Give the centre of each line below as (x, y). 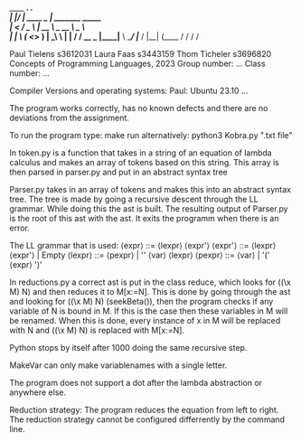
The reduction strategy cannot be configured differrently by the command (147, 419)
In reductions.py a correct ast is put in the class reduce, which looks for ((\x (150, 282)
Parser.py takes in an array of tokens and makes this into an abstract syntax (150, 189)
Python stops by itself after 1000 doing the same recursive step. (128, 348)
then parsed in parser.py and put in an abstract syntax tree (118, 172)
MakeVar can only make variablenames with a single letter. (118, 365)
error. (19, 228)
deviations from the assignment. (69, 118)
